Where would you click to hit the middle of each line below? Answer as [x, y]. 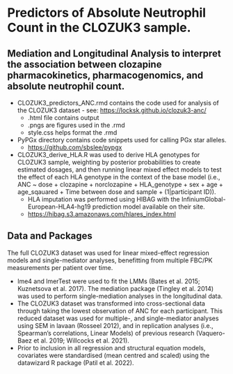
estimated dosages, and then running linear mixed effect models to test [119, 170]
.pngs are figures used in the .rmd [76, 125]
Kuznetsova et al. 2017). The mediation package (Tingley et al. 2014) [115, 288]
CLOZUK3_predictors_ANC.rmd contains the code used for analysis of [118, 103]
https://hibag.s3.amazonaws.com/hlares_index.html [102, 214]
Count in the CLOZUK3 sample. [99, 28]
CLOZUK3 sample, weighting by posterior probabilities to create [109, 162]
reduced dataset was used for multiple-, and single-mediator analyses [118, 318]
